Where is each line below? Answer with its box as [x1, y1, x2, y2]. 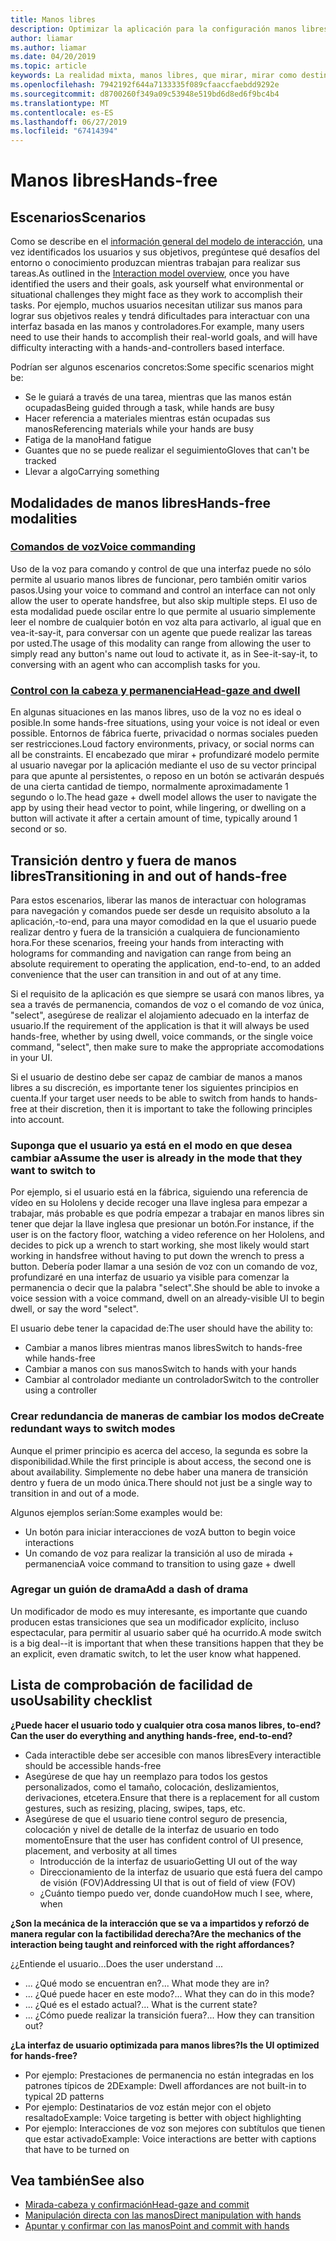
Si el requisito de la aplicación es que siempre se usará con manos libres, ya [10, 987, 325, 1000]
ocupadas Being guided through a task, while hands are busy [24, 402, 275, 414]
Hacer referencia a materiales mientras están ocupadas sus [24, 412, 271, 425]
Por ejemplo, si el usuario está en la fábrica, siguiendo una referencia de [10, 1186, 308, 1198]
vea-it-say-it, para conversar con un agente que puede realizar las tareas [10, 626, 313, 638]
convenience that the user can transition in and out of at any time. [10, 968, 282, 980]
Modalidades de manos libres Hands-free [10, 494, 272, 511]
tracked [24, 455, 57, 467]
